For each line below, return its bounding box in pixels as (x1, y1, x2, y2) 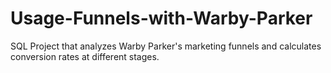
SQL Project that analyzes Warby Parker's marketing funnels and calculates (10, 40, 322, 52)
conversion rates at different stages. (10, 50, 160, 62)
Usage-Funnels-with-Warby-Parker (10, 7, 313, 30)
